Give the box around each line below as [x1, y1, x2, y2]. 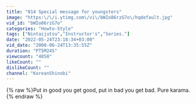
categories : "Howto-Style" [6, 25, 74, 32]
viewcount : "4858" [6, 53, 52, 59]
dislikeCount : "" [6, 64, 50, 71]
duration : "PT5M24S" [6, 48, 58, 54]
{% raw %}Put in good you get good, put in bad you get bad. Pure [6, 86, 169, 94]
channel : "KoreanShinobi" [6, 70, 71, 76]
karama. [170, 86, 191, 94]
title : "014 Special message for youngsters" [6, 8, 122, 15]
